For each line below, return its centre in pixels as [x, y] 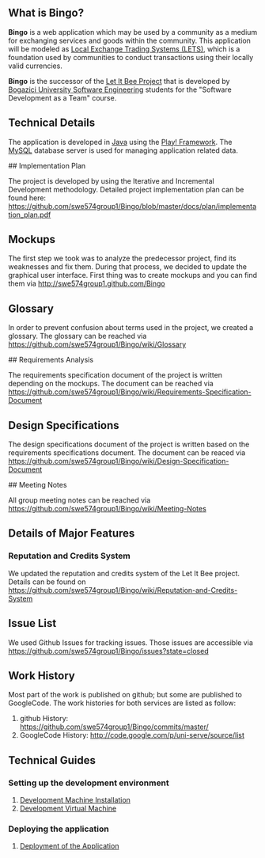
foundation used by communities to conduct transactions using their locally [131, 57]
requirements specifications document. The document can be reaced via [127, 453]
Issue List [32, 623]
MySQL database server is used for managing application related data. [123, 150]
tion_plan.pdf [30, 214]
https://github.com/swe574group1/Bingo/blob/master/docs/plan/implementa [132, 206]
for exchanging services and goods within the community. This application [130, 40]
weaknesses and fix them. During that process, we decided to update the [128, 267]
